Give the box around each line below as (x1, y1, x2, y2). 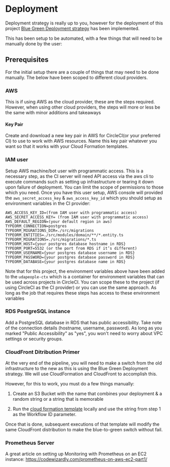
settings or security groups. (5, 335, 63, 342)
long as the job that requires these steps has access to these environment (5, 290, 160, 296)
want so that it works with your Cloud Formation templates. (5, 143, 129, 149)
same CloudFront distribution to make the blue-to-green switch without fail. (5, 427, 163, 433)
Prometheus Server (5, 439, 55, 447)
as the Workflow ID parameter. (12, 411, 77, 418)
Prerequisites (5, 56, 49, 64)
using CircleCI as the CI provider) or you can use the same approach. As (5, 284, 157, 291)
